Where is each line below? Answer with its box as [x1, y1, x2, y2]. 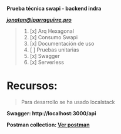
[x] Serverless [29, 59, 64, 66]
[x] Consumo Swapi [29, 34, 78, 40]
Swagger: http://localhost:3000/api [6, 109, 96, 116]
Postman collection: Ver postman [6, 121, 90, 128]
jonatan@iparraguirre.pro [6, 16, 72, 23]
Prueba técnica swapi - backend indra [6, 5, 102, 12]
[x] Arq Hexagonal [29, 28, 74, 35]
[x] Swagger [29, 53, 60, 59]
